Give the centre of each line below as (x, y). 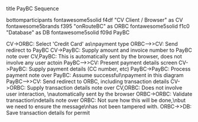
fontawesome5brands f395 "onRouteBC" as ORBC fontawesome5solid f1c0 (98, 26)
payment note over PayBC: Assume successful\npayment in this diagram (95, 75)
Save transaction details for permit (48, 113)
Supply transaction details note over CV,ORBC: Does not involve (105, 88)
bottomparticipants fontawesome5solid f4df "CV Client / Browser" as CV (95, 20)
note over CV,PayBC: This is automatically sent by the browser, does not (94, 56)
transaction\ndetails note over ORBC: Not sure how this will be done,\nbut (96, 100)
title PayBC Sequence (33, 9)
